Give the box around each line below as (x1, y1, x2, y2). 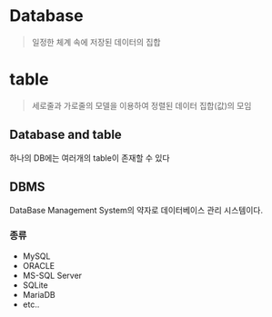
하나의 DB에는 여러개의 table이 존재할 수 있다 (9, 152, 170, 163)
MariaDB (22, 289, 56, 300)
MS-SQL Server (22, 270, 83, 281)
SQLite (22, 279, 48, 291)
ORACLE (22, 260, 55, 271)
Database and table (9, 127, 123, 143)
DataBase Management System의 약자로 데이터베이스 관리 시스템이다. (9, 204, 264, 215)
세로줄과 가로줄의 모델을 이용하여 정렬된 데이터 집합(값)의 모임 (31, 100, 252, 111)
